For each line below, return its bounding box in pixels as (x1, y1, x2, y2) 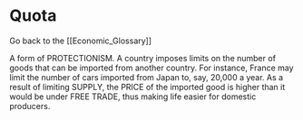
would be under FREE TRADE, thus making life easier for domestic (9, 91, 257, 102)
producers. (9, 100, 51, 111)
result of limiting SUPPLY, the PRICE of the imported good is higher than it (9, 81, 286, 92)
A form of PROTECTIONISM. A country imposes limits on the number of (9, 52, 277, 63)
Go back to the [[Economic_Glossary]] (9, 35, 152, 46)
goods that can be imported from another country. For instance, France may (9, 62, 294, 73)
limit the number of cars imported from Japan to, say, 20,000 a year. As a (9, 71, 284, 82)
